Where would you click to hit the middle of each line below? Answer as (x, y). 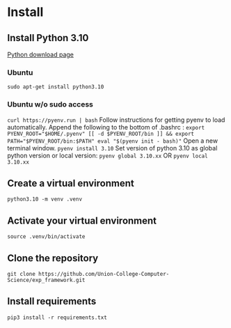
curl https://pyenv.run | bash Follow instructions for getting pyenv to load (116, 120)
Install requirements (52, 301)
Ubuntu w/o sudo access (50, 104)
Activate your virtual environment (82, 220)
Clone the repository (53, 258)
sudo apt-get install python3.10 (56, 87)
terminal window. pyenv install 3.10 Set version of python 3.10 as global (112, 148)
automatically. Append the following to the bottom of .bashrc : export (106, 127)
